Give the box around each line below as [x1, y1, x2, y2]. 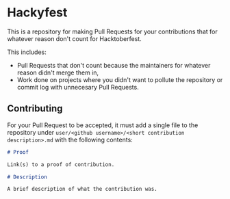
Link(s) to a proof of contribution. [7, 161, 115, 168]
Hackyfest [7, 5, 68, 21]
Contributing [7, 103, 63, 114]
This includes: [7, 48, 47, 56]
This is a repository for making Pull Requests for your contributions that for [7, 27, 218, 36]
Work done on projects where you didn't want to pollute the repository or [16, 75, 223, 83]
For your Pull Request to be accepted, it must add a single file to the [7, 121, 199, 129]
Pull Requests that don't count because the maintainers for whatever [16, 61, 211, 69]
